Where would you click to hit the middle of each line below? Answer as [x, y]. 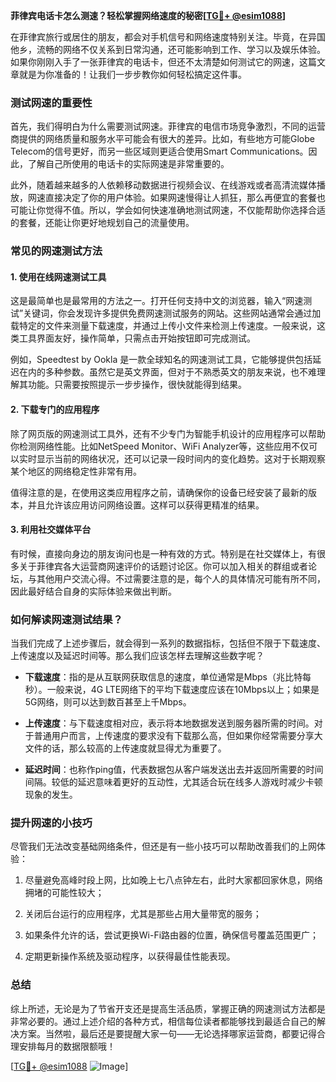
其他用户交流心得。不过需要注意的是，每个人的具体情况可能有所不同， [181, 578]
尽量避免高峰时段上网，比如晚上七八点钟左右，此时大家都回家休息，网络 [173, 880]
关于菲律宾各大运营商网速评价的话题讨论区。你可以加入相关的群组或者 [163, 566]
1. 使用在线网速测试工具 [58, 276]
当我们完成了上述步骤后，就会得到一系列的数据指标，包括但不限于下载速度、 [168, 643]
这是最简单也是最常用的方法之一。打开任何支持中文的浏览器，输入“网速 [157, 301]
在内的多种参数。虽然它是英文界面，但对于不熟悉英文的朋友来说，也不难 [167, 372]
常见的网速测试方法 [56, 251]
